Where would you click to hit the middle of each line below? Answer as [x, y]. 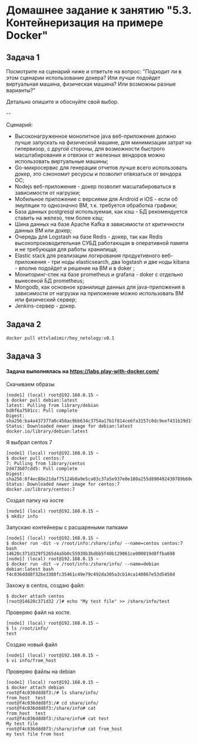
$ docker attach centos [35, 596]
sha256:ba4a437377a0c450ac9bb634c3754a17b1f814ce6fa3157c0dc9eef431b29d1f [100, 421]
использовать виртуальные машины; [62, 161]
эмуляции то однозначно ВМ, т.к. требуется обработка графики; [96, 205]
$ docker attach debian [35, 688]
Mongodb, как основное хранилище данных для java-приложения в [100, 287]
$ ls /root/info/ [27, 629]
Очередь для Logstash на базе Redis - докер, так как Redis [89, 237]
